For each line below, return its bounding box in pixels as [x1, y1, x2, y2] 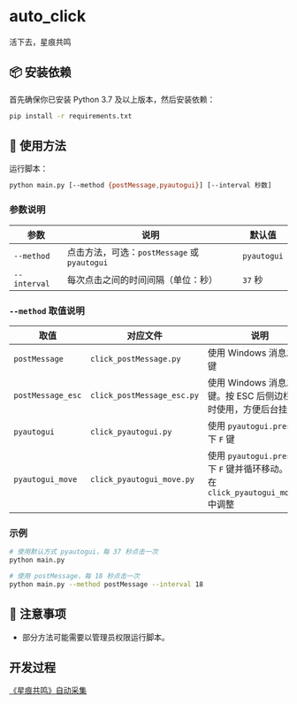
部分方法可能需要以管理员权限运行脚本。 [21, 631, 170, 642]
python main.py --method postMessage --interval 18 [9, 579, 203, 589]
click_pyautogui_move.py [89, 474, 195, 484]
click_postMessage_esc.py [89, 390, 200, 400]
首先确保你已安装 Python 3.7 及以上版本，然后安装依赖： [9, 94, 216, 104]
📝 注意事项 [9, 607, 66, 622]
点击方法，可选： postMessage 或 [66, 246, 200, 258]
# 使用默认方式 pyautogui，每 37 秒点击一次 [9, 547, 159, 556]
